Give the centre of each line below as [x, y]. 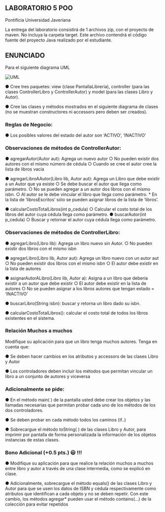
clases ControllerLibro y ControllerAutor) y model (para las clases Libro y [79, 92]
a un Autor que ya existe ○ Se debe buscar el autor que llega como [73, 184]
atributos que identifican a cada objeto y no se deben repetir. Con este [77, 494]
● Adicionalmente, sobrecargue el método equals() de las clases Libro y [79, 483]
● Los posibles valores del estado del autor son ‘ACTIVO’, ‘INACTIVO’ [76, 135]
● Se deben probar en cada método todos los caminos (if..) [66, 420]
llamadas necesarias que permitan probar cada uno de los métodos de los [81, 405]
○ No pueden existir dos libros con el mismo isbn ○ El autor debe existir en [82, 263]
